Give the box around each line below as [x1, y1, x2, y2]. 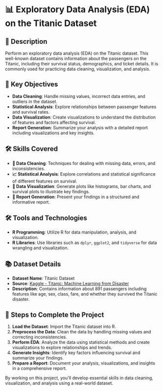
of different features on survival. [12, 178, 77, 184]
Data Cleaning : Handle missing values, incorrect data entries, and [12, 93, 145, 99]
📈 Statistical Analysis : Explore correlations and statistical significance [12, 171, 156, 177]
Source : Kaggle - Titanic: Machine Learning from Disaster [12, 281, 129, 287]
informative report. [12, 199, 50, 205]
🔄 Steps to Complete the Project [5, 310, 104, 319]
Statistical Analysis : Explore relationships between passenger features [12, 104, 157, 110]
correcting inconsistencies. [12, 334, 67, 340]
